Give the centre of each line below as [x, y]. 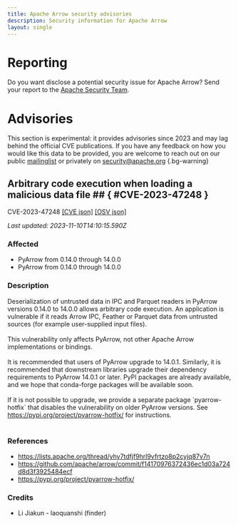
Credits [20, 498]
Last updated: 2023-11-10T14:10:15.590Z [67, 226]
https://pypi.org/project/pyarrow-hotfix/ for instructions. [90, 415]
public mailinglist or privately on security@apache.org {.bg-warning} [108, 161]
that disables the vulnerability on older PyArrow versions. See [118, 407]
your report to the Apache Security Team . [68, 90]
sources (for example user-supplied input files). [77, 324]
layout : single [30, 27]
